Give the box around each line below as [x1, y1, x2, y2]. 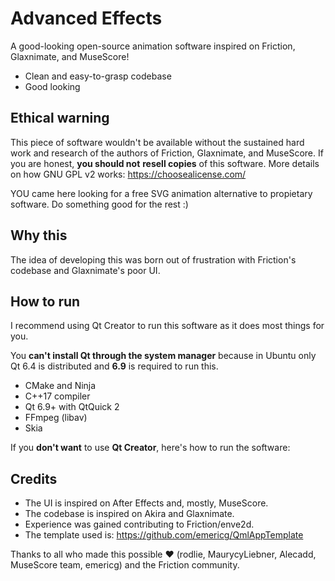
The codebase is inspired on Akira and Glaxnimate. [24, 508, 235, 520]
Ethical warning [10, 110, 110, 127]
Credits [10, 470, 58, 487]
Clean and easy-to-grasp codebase [24, 70, 172, 82]
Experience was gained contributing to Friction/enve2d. [24, 518, 255, 531]
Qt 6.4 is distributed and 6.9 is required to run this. [10, 360, 219, 372]
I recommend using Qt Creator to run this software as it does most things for [10, 320, 325, 332]
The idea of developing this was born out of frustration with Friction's [10, 253, 297, 266]
